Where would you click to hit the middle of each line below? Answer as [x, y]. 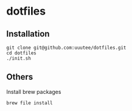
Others [20, 77]
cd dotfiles [21, 53]
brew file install [30, 103]
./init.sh [19, 59]
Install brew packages [34, 91]
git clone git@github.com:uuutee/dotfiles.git [66, 48]
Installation [28, 34]
